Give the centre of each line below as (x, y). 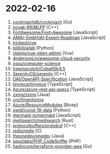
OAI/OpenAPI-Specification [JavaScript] (53, 79)
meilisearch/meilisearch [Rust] (43, 120)
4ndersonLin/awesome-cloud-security (51, 58)
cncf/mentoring (28, 99)
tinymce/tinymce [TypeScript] (42, 84)
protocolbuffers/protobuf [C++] (44, 125)
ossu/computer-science (37, 63)
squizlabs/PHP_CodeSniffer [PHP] (46, 141)
